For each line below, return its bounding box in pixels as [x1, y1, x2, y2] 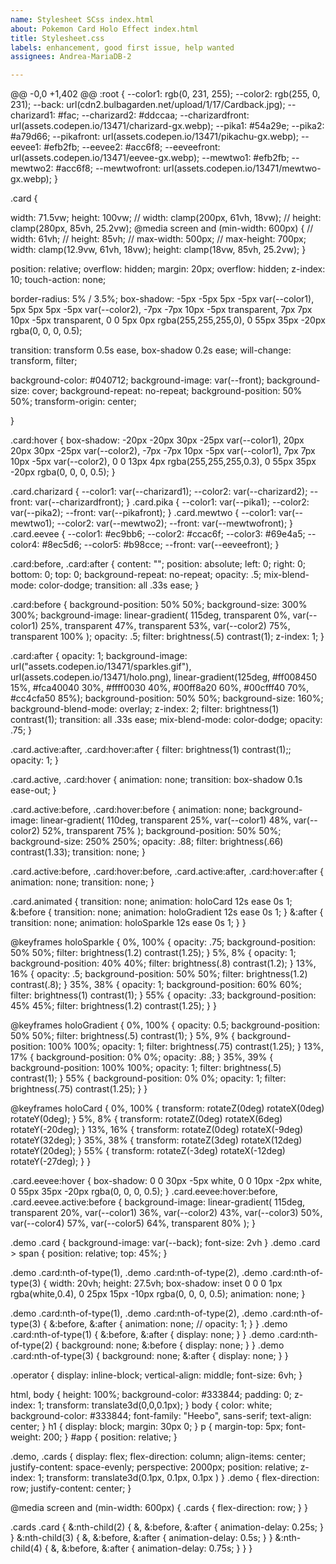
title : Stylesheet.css [10, 33, 105, 43]
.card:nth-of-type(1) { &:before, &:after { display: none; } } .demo [10, 1329, 275, 1341]
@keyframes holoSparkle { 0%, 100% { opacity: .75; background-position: [10, 936, 317, 948]
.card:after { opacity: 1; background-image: [10, 650, 188, 662]
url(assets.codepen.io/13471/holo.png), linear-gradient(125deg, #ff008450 [10, 671, 318, 683]
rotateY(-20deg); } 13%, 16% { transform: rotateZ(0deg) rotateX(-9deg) [10, 1124, 304, 1136]
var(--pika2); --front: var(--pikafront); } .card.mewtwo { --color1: [10, 507, 277, 519]
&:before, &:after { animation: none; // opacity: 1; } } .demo [49, 1318, 288, 1330]
